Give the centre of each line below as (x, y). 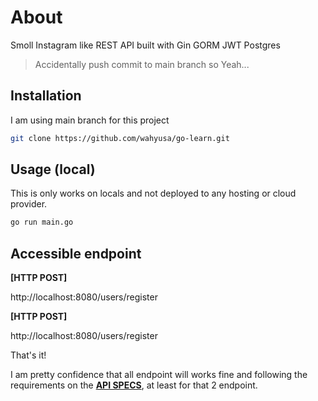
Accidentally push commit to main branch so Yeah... (142, 64)
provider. (29, 204)
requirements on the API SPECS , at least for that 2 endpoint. (134, 385)
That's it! (28, 355)
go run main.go (42, 222)
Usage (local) (53, 169)
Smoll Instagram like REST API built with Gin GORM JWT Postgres (145, 45)
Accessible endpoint (76, 253)
